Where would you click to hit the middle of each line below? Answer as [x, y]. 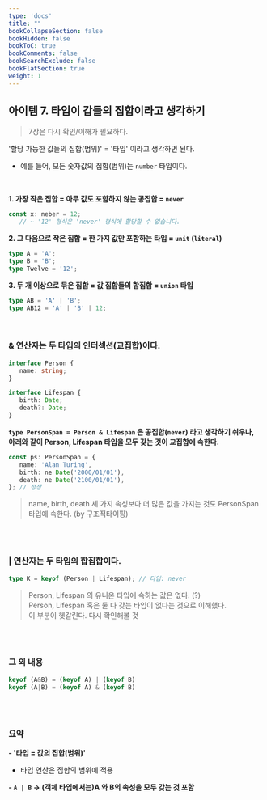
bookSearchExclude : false [52, 61]
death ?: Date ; [43, 408]
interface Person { [41, 363]
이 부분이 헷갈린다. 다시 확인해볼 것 [83, 615]
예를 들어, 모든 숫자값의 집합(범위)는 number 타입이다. [104, 166]
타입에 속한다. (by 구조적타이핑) [78, 514]
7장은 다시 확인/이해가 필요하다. [78, 132]
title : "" [25, 23]
